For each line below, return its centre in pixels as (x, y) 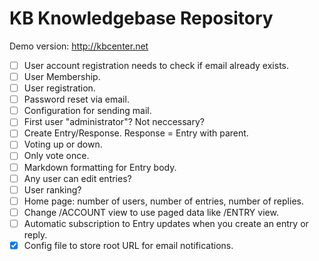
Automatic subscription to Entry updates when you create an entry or (166, 223)
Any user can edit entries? (77, 178)
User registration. (59, 88)
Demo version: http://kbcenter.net (79, 46)
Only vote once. (56, 156)
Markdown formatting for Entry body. (100, 167)
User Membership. (62, 76)
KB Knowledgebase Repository (141, 18)
